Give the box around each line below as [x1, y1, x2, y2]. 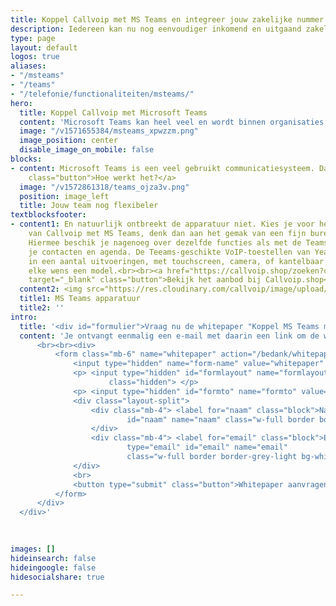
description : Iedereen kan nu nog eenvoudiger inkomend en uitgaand [10, 24, 302, 34]
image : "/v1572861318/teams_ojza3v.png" [19, 182, 190, 192]
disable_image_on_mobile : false [19, 145, 155, 155]
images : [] [10, 544, 56, 554]
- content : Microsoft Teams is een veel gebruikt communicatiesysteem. [10, 163, 315, 173]
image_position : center [19, 136, 118, 146]
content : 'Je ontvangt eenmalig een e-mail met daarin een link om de [19, 331, 320, 341]
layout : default [10, 42, 78, 53]
